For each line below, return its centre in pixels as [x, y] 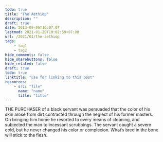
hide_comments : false [27, 55]
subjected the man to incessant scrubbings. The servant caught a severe [78, 125]
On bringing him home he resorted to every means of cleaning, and [72, 120]
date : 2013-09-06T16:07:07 [32, 28]
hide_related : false [26, 64]
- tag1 [20, 46]
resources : [16, 82]
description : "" [21, 18]
